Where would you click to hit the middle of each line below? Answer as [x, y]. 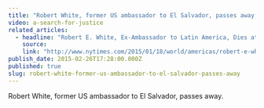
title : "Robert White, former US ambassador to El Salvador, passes [123, 15]
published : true [35, 67]
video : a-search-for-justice [56, 23]
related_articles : [38, 30]
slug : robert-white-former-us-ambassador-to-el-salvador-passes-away [125, 74]
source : [35, 45]
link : [31, 52]
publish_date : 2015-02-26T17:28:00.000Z [75, 59]
